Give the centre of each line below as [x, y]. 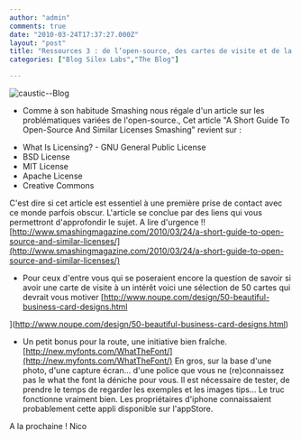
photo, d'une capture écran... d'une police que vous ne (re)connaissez [153, 370]
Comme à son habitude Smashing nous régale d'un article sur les [143, 110]
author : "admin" [40, 18]
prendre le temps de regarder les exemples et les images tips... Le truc [154, 390]
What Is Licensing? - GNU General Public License [114, 147]
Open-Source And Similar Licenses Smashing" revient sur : [132, 130]
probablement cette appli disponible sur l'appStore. [118, 408]
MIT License [46, 166]
